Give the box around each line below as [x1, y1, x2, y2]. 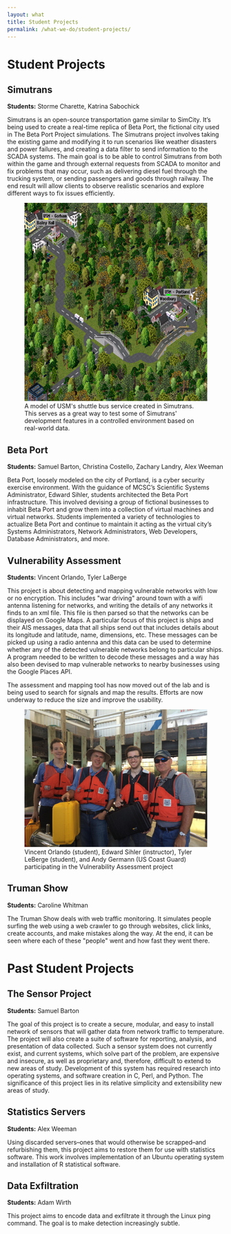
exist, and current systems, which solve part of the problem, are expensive [7, 1049, 219, 1058]
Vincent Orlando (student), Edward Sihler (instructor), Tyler [24, 848, 192, 856]
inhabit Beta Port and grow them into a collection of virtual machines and [7, 505, 214, 514]
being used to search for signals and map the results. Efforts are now [7, 689, 203, 696]
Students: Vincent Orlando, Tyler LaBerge [7, 573, 128, 581]
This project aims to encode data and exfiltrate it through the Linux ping [7, 1212, 211, 1220]
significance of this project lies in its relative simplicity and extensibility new [7, 1078, 222, 1087]
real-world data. [24, 424, 70, 433]
